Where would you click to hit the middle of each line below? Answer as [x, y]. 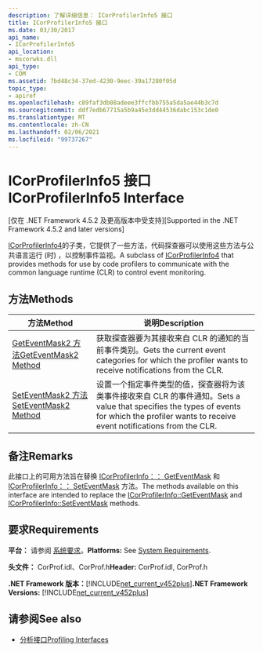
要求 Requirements [54, 530]
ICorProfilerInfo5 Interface [96, 198]
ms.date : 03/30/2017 [42, 30]
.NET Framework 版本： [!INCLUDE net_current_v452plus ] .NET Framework [128, 583]
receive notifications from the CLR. [160, 370]
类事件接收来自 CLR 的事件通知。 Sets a [169, 396]
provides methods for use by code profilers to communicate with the [119, 264]
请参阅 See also [45, 619]
